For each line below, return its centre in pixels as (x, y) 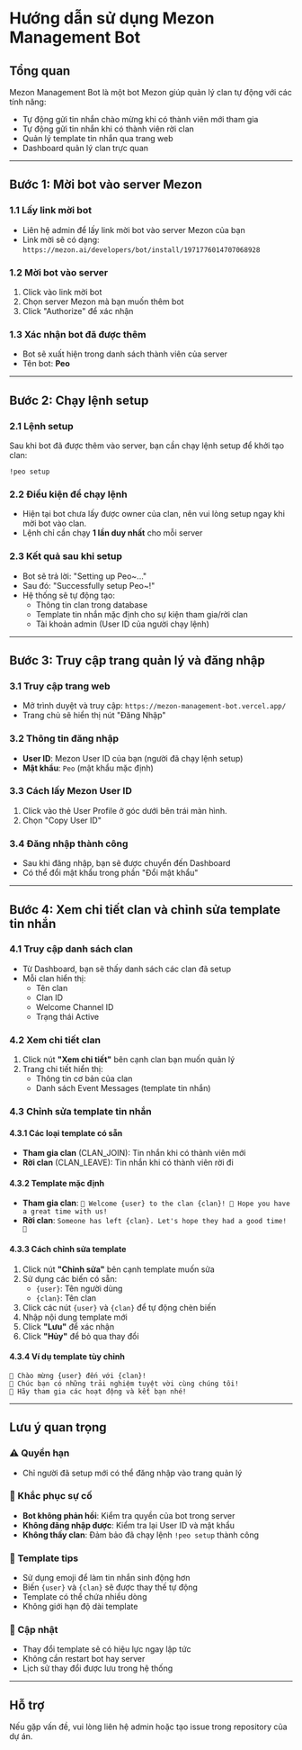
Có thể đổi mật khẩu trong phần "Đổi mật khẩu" (110, 873)
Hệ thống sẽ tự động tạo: (68, 595)
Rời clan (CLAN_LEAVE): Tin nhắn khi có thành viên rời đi (128, 1163)
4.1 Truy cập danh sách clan (71, 949)
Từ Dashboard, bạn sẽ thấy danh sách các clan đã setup (127, 969)
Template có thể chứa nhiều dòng (84, 1597)
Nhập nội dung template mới (75, 1317)
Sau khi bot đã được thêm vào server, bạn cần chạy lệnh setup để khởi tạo (147, 446)
